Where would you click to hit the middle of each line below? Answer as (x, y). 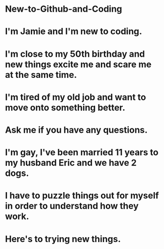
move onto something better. (65, 108)
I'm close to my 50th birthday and (75, 54)
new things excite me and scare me (78, 64)
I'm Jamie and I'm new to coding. (74, 32)
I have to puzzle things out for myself (82, 196)
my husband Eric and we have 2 (71, 163)
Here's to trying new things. (63, 239)
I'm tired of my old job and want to (76, 97)
